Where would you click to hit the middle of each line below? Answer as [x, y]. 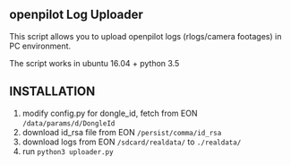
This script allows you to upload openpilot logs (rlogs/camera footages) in [145, 36]
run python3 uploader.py [68, 151]
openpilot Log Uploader [76, 15]
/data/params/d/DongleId [68, 123]
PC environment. [40, 46]
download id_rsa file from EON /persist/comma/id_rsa [122, 132]
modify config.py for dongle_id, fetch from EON [110, 113]
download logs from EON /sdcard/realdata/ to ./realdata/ [132, 142]
